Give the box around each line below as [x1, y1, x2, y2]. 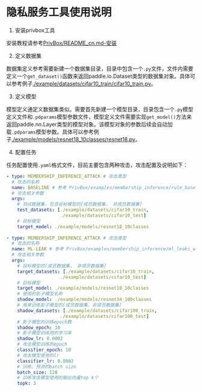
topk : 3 [17, 381, 36, 387]
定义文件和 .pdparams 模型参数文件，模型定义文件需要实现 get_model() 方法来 [6, 113, 192, 120]
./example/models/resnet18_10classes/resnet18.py [11, 135, 135, 143]
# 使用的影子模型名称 [17, 291, 63, 297]
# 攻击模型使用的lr [17, 352, 60, 358]
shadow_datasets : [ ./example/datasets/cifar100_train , [17, 308, 158, 314]
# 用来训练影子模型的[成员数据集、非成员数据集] [17, 302, 122, 308]
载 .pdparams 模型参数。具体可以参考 [6, 128, 94, 135]
